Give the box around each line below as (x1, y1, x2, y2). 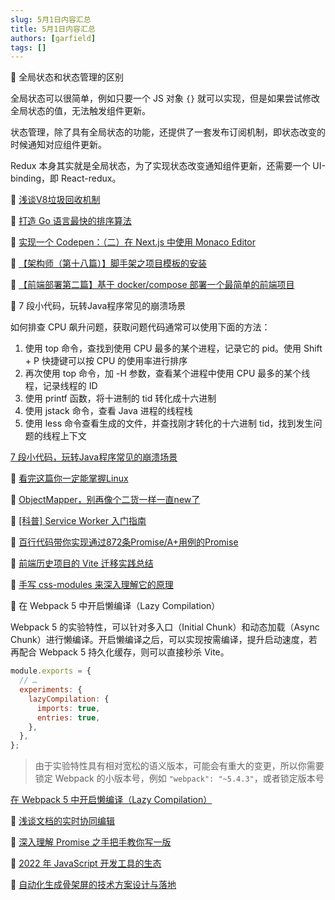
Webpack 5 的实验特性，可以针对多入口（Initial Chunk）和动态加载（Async (10, 621, 320, 633)
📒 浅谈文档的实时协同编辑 (10, 815, 116, 827)
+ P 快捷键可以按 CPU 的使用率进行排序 (24, 355, 188, 367)
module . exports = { (10, 666, 92, 676)
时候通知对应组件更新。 (10, 139, 107, 151)
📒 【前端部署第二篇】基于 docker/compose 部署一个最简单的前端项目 (10, 279, 295, 291)
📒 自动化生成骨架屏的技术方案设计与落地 (10, 879, 177, 891)
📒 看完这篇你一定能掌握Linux (10, 472, 129, 485)
